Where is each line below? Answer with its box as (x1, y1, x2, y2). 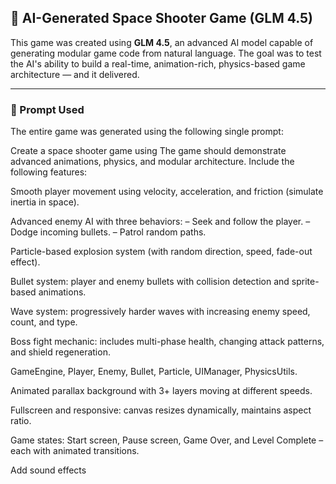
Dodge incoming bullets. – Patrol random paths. (10, 226, 207, 238)
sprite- (291, 276, 320, 288)
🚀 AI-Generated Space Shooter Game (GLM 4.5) (10, 10, 314, 27)
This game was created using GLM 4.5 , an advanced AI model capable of (10, 36, 314, 48)
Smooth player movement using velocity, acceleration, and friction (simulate (10, 186, 324, 198)
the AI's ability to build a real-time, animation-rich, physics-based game (10, 57, 306, 70)
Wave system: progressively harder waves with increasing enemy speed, (10, 306, 311, 318)
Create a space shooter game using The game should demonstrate (10, 145, 287, 157)
